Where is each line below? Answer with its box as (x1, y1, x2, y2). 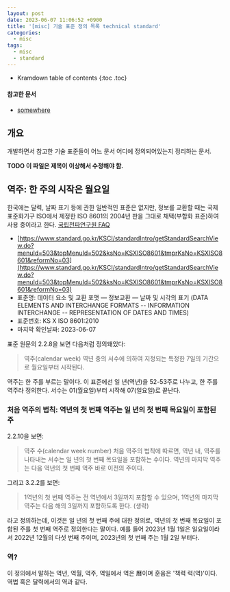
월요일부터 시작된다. (31, 363, 85, 371)
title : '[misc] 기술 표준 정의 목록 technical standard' (7, 23, 162, 30)
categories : (7, 29, 41, 36)
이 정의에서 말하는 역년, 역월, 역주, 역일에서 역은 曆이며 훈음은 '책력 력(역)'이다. (7, 569, 218, 578)
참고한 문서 (7, 90, 36, 98)
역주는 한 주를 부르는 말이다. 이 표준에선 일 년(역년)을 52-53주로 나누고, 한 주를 (7, 377, 218, 385)
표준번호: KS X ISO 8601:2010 (16, 317, 99, 325)
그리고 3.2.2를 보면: (7, 478, 60, 486)
